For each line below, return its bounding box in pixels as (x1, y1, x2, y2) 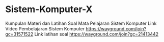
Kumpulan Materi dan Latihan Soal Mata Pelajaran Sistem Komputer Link (5, 20, 157, 26)
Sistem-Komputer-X (5, 4, 93, 15)
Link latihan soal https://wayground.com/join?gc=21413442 (34, 31, 159, 37)
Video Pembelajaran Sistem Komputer (5, 25, 85, 31)
